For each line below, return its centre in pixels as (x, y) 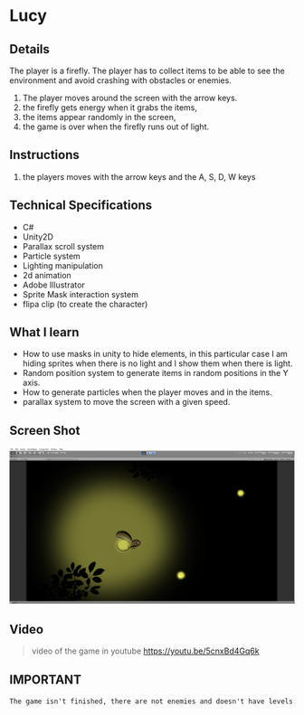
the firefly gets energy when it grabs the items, (109, 108)
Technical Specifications (81, 206)
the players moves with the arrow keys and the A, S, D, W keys (139, 176)
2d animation (47, 275)
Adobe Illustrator (54, 285)
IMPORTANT (45, 679)
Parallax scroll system (63, 246)
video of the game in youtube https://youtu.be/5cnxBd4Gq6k (145, 651)
